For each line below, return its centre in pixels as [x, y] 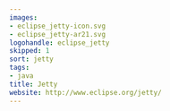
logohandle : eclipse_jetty [59, 43]
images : [24, 17]
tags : [19, 68]
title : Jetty [34, 84]
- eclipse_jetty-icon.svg [57, 26]
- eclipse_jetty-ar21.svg [57, 34]
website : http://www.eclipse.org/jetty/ [86, 92]
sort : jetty [31, 59]
